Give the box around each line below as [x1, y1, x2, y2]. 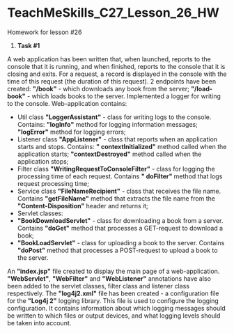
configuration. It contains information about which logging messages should [7, 304, 226, 312]
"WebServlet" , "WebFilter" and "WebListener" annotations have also [7, 274, 211, 283]
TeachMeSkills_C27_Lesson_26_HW [7, 5, 219, 21]
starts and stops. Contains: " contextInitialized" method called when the [17, 142, 227, 150]
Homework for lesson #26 [7, 28, 82, 36]
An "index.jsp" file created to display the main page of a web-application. [7, 267, 220, 275]
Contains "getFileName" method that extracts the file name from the [17, 194, 216, 203]
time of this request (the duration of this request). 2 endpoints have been [7, 77, 217, 85]
